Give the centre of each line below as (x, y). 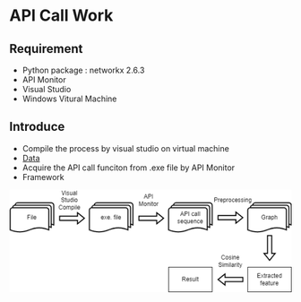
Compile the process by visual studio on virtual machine (126, 148)
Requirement (46, 49)
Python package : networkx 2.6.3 (83, 70)
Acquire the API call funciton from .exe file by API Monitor (129, 168)
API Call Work (61, 16)
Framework (43, 177)
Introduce (37, 127)
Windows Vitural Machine (69, 99)
